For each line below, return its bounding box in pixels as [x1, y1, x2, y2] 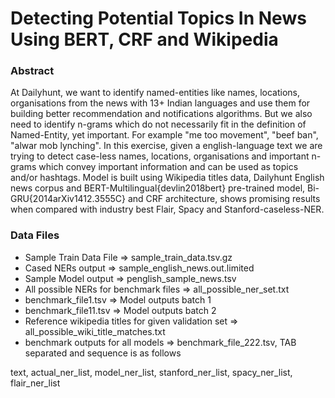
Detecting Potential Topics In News [10, 7, 307, 30]
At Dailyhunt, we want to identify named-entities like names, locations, [10, 87, 301, 99]
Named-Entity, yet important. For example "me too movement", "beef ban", [10, 129, 319, 141]
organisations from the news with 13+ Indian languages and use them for [10, 97, 311, 109]
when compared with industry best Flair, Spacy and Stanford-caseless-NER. [10, 203, 325, 216]
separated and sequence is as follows [24, 347, 182, 359]
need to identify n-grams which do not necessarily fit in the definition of [10, 118, 307, 131]
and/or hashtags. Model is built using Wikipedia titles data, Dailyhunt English [10, 172, 325, 184]
